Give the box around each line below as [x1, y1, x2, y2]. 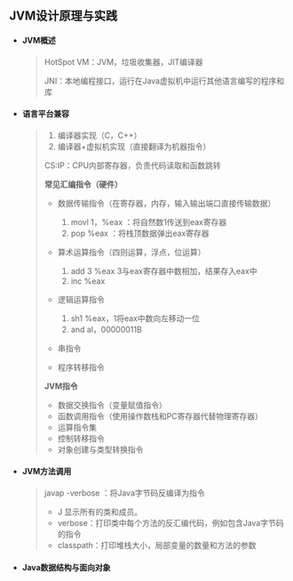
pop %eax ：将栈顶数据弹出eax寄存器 [70, 228, 210, 238]
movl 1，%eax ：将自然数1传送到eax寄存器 [70, 216, 227, 227]
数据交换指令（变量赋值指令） [57, 399, 167, 410]
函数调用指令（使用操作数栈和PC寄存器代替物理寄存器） [57, 410, 264, 421]
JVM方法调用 [21, 466, 72, 477]
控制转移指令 [57, 432, 105, 443]
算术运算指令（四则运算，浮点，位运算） [57, 246, 206, 257]
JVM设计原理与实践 [9, 8, 118, 24]
